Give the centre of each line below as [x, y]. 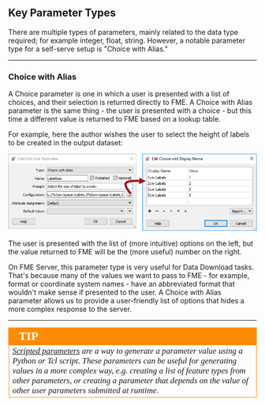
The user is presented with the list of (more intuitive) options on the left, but [131, 243]
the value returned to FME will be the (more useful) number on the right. [125, 251]
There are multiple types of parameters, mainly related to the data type [123, 32]
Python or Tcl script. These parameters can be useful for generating [125, 361]
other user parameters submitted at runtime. [86, 390]
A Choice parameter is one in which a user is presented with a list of [119, 94]
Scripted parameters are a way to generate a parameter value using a [127, 351]
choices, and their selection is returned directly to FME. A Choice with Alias [131, 103]
